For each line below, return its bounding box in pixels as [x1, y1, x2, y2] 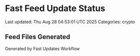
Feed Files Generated [5, 33, 70, 41]
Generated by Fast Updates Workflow [5, 45, 80, 51]
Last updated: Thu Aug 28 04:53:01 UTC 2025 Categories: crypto [5, 19, 135, 25]
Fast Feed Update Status [5, 3, 105, 14]
